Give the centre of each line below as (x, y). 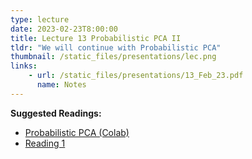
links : (24, 66)
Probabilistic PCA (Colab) (77, 132)
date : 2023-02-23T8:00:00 (64, 29)
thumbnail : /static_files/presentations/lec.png (113, 57)
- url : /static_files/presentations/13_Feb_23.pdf (136, 76)
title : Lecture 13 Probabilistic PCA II (96, 38)
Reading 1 (45, 143)
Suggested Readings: (56, 113)
